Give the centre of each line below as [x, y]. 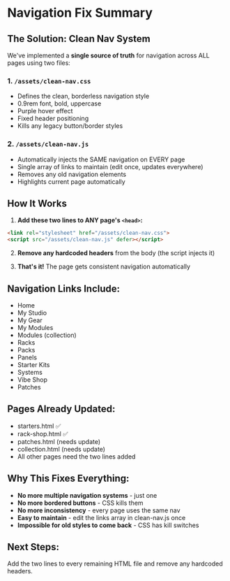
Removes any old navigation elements [72, 174]
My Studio [32, 313]
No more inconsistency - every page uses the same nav [99, 510]
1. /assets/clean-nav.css [49, 80]
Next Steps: [33, 547]
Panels [27, 357]
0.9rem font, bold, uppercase [59, 103]
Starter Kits [33, 364]
